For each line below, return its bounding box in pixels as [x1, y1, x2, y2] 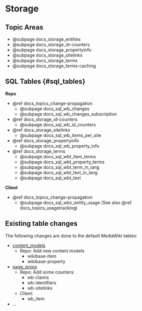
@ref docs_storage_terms [12, 148, 66, 154]
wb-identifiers [27, 279, 56, 285]
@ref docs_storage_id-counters [12, 116, 78, 122]
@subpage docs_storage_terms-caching [12, 63, 96, 69]
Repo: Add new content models [19, 247, 85, 253]
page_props [12, 263, 37, 269]
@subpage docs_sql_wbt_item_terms [19, 153, 96, 159]
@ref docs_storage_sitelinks [12, 127, 71, 133]
